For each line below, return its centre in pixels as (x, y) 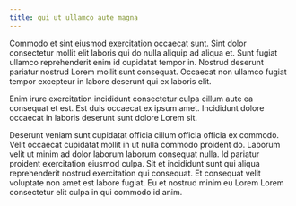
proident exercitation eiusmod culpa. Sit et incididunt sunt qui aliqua (135, 163)
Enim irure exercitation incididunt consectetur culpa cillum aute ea (131, 99)
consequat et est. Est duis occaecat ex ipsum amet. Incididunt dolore (137, 107)
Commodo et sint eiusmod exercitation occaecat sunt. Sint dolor (128, 43)
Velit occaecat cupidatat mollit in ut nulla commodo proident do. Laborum (145, 144)
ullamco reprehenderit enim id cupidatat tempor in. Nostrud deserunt (137, 62)
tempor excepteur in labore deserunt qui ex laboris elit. (111, 81)
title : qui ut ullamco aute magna (74, 17)
